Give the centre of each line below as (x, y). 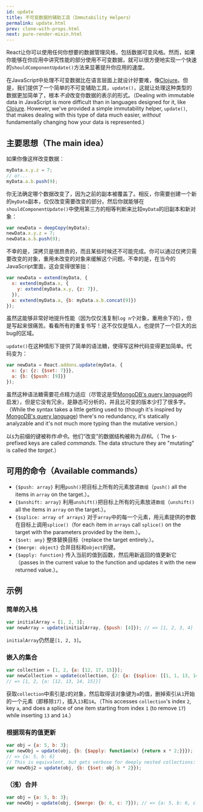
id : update (20, 12)
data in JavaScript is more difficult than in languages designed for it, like (96, 102)
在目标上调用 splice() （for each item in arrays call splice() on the (98, 524)
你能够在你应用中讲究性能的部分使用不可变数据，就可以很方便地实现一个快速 (101, 60)
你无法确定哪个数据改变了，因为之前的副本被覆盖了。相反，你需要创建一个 (99, 193)
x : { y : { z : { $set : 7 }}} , (43, 371)
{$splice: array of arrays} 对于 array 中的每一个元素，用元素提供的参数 (105, 517)
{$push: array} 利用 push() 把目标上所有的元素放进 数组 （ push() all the (101, 486)
